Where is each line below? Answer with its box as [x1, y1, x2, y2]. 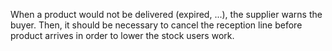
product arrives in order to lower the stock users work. [10, 30, 235, 41]
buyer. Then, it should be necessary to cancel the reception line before [10, 19, 303, 31]
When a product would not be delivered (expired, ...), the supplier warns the [10, 9, 323, 20]
